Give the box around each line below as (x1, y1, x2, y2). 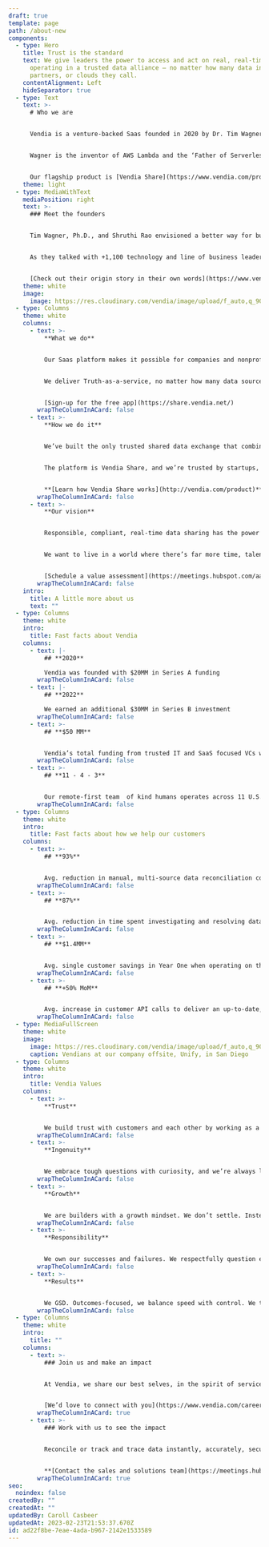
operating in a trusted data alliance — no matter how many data (29, 64, 252, 72)
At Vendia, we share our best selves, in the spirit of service (43, 1380, 263, 1388)
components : (8, 34, 48, 42)
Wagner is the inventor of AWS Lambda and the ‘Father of (29, 151, 227, 159)
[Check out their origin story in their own (29, 274, 181, 283)
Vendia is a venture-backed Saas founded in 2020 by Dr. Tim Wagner (29, 130, 263, 139)
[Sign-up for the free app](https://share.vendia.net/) (43, 398, 235, 407)
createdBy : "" (8, 1497, 56, 1505)
